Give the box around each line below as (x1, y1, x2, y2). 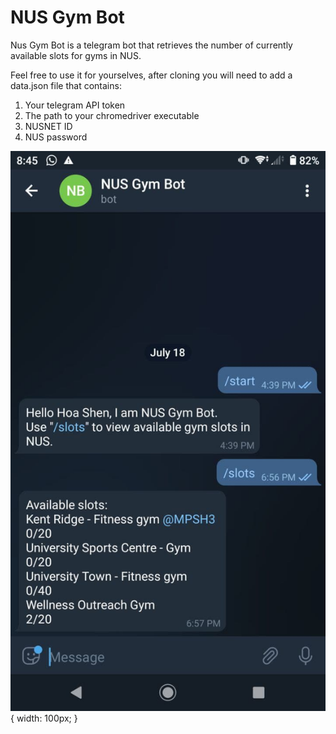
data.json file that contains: (10, 79, 122, 91)
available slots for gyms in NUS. (10, 49, 142, 61)
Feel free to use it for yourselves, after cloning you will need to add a (10, 69, 293, 81)
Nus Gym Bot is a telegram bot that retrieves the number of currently (10, 39, 293, 51)
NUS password (24, 131, 88, 143)
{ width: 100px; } (10, 712, 78, 724)
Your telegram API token (24, 99, 126, 111)
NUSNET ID (24, 120, 73, 132)
